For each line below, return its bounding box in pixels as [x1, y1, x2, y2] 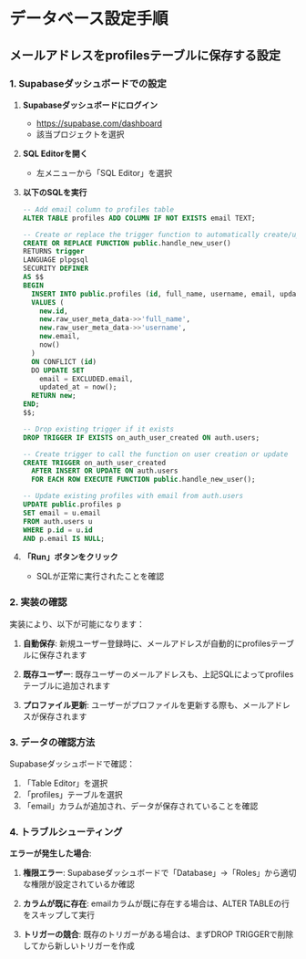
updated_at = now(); [39, 382, 117, 392]
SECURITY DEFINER [22, 264, 89, 274]
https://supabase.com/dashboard [36, 118, 162, 129]
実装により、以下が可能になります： [9, 618, 146, 630]
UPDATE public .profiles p [22, 500, 121, 509]
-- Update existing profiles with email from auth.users [22, 492, 244, 501]
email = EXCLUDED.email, [39, 374, 134, 383]
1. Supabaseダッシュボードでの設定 [9, 77, 167, 89]
